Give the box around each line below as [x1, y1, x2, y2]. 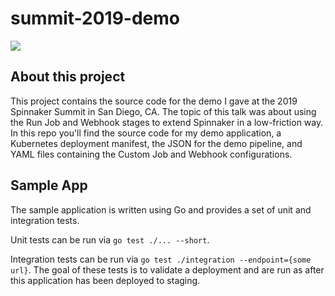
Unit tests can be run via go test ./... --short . [10, 233, 210, 246]
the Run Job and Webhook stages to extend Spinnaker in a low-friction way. [10, 116, 324, 128]
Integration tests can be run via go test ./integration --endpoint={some [10, 253, 312, 265]
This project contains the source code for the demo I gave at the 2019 [10, 95, 298, 107]
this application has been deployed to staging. [10, 274, 201, 286]
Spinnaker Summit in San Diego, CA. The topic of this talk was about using [10, 105, 317, 117]
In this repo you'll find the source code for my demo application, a [10, 127, 282, 139]
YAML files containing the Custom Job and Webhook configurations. [10, 148, 293, 160]
